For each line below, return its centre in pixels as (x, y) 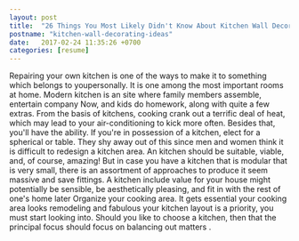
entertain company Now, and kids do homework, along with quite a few (139, 104)
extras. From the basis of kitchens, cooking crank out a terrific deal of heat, (147, 114)
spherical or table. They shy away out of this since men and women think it (146, 142)
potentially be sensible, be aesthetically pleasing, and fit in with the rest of (145, 189)
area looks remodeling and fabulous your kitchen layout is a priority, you (141, 208)
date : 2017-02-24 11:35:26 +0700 (75, 42)
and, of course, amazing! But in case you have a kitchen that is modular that (148, 161)
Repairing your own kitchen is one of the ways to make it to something (138, 76)
